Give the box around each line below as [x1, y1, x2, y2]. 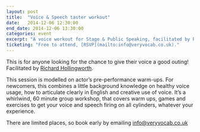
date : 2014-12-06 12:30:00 [6, 20, 79, 26]
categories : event [6, 31, 52, 37]
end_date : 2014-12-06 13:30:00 [6, 25, 84, 32]
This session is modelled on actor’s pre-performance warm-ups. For [6, 76, 174, 83]
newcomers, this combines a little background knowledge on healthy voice [6, 82, 190, 89]
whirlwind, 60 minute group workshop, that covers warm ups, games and [6, 95, 186, 102]
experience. [6, 108, 36, 115]
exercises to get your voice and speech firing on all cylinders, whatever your [6, 101, 193, 108]
